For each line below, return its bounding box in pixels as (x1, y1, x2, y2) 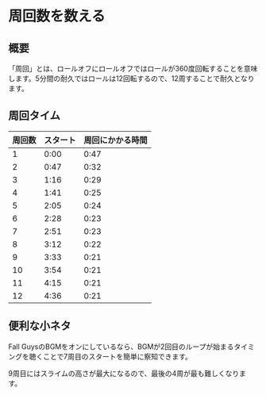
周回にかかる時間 (83, 134, 148, 145)
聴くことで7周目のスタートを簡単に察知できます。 (29, 351, 193, 361)
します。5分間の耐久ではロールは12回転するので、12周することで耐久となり (8, 74, 255, 83)
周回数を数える (8, 7, 106, 25)
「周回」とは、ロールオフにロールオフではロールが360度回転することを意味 (8, 64, 258, 73)
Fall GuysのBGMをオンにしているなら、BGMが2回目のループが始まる (8, 342, 234, 351)
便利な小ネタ (8, 319, 71, 333)
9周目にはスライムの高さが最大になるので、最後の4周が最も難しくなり (8, 368, 240, 378)
